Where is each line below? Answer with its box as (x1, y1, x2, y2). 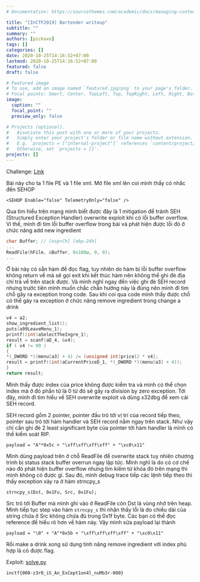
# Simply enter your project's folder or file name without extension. (6, 135, 193, 141)
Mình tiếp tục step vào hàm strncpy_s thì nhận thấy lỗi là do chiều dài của (6, 506, 186, 513)
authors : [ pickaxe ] (6, 36, 55, 42)
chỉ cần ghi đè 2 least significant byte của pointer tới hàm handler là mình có (6, 424, 193, 431)
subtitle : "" (6, 25, 39, 31)
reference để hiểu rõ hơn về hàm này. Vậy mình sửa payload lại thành (6, 518, 176, 525)
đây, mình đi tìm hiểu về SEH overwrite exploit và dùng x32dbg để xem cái (6, 393, 189, 400)
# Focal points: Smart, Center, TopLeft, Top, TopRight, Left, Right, (6, 91, 185, 97)
